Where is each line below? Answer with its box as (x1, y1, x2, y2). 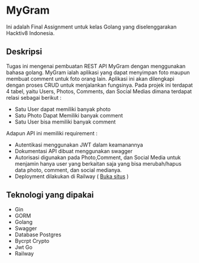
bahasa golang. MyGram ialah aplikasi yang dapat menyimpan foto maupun (6, 69, 190, 76)
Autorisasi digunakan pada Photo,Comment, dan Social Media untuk (14, 154, 181, 161)
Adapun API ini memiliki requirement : (6, 129, 98, 137)
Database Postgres (14, 231, 62, 238)
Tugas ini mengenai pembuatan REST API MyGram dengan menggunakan (6, 62, 186, 69)
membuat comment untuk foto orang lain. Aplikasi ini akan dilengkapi (6, 75, 175, 82)
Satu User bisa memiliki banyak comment (14, 118, 116, 125)
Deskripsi (6, 47, 43, 57)
